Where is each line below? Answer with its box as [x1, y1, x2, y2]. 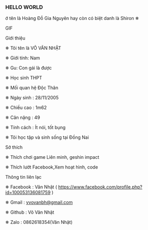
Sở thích [5, 144, 23, 151]
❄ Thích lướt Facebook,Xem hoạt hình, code [5, 164, 98, 170]
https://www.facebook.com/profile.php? [58, 184, 143, 190]
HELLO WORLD [5, 4, 43, 11]
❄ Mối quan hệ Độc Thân [5, 85, 59, 91]
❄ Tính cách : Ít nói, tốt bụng [5, 124, 66, 131]
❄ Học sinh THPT [5, 75, 42, 81]
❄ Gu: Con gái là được [5, 65, 52, 71]
